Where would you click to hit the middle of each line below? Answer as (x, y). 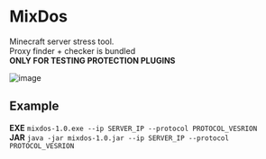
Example (34, 106)
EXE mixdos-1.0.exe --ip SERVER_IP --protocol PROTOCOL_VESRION (133, 128)
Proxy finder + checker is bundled (73, 50)
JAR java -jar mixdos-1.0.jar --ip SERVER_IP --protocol (119, 137)
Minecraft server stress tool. (62, 41)
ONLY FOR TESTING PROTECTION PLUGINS (92, 60)
